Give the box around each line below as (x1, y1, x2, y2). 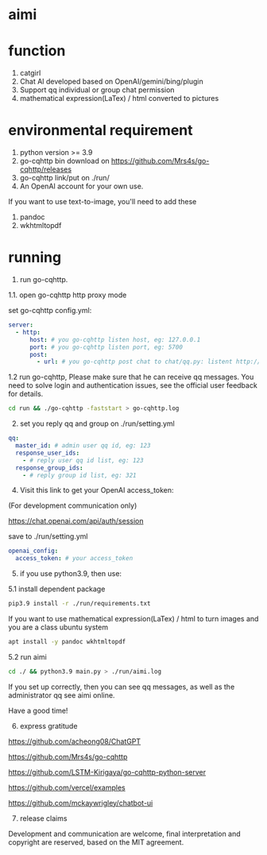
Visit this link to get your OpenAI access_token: (19, 486, 174, 495)
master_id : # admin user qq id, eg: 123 (15, 442, 151, 450)
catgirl (19, 68, 41, 78)
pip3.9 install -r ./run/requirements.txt (8, 600, 151, 608)
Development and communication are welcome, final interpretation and (8, 829, 241, 838)
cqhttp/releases (19, 164, 72, 174)
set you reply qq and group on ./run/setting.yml (19, 419, 175, 428)
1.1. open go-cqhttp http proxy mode (8, 290, 127, 300)
